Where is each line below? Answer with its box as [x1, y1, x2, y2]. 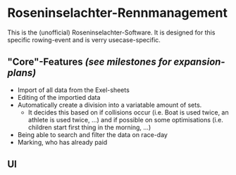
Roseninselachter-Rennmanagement [7, 5, 228, 21]
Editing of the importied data [17, 93, 101, 101]
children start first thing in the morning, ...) [27, 123, 151, 131]
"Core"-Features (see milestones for [7, 56, 172, 68]
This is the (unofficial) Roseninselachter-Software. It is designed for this [7, 28, 216, 37]
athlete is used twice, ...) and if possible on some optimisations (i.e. [27, 115, 224, 124]
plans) [7, 67, 37, 79]
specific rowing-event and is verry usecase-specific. [7, 35, 161, 44]
